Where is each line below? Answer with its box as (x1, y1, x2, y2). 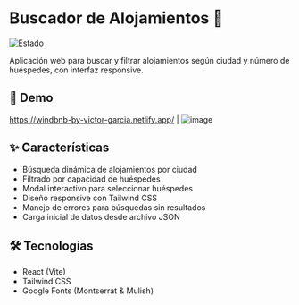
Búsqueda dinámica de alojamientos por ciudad (21, 164, 198, 174)
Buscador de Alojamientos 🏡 (9, 8, 224, 29)
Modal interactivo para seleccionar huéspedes (21, 182, 194, 193)
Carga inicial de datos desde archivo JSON (21, 211, 180, 222)
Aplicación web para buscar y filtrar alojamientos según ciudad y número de (9, 55, 290, 65)
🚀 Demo (9, 90, 54, 106)
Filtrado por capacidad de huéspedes (21, 174, 161, 184)
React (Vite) (21, 267, 67, 277)
